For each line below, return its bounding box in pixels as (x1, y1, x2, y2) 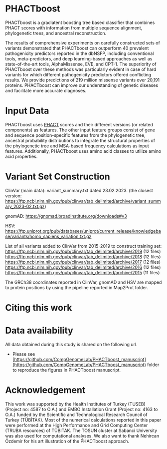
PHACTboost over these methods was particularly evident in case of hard (5, 66, 157, 72)
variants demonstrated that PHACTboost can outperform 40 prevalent (5, 45, 149, 51)
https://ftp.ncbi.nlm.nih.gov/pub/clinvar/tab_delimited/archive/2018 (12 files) (5, 253, 161, 260)
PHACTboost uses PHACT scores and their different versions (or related (5, 121, 154, 127)
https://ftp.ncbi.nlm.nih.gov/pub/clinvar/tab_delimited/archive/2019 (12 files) (5, 248, 161, 254)
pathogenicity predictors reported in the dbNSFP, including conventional (5, 50, 154, 56)
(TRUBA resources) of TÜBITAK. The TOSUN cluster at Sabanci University (5, 428, 158, 434)
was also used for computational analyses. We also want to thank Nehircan (5, 433, 160, 439)
